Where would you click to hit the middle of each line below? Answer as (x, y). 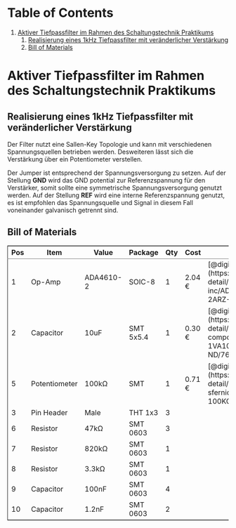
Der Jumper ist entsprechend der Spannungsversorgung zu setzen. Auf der (117, 173)
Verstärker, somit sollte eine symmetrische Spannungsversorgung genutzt (115, 187)
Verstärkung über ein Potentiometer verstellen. (75, 159)
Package (144, 252)
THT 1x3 (144, 412)
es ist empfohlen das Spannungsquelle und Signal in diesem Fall (100, 202)
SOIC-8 (142, 282)
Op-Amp (46, 282)
